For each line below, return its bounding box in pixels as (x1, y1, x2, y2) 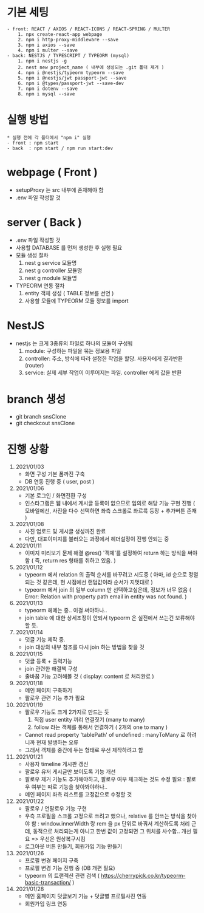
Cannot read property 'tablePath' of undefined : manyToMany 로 (24, 731, 186, 738)
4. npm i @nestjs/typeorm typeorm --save (18, 69, 124, 76)
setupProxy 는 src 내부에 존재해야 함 (15, 186, 104, 193)
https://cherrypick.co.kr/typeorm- (100, 872, 186, 879)
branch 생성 (7, 392, 66, 406)
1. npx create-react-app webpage (18, 31, 103, 37)
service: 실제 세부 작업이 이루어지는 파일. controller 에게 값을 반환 (24, 369, 182, 376)
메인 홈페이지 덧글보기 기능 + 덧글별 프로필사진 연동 (24, 892, 147, 900)
